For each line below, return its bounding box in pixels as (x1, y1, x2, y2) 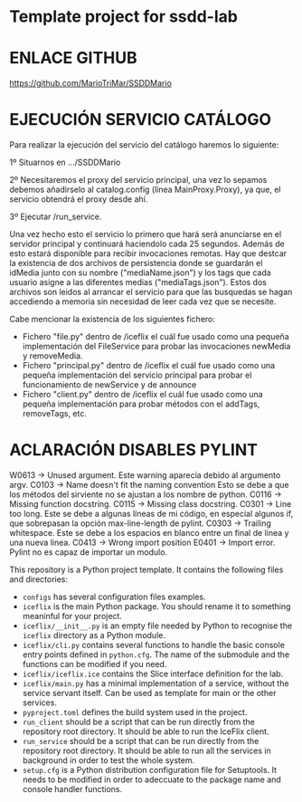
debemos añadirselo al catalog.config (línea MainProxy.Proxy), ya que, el (9, 184, 282, 196)
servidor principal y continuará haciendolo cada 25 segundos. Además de (9, 238, 285, 250)
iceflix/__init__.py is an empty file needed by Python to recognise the (22, 620, 292, 631)
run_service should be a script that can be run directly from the (22, 736, 260, 746)
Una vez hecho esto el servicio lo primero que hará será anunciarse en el (9, 229, 282, 240)
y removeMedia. (22, 350, 83, 361)
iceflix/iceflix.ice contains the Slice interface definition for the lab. (22, 668, 284, 679)
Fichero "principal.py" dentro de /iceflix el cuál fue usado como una (22, 360, 276, 371)
